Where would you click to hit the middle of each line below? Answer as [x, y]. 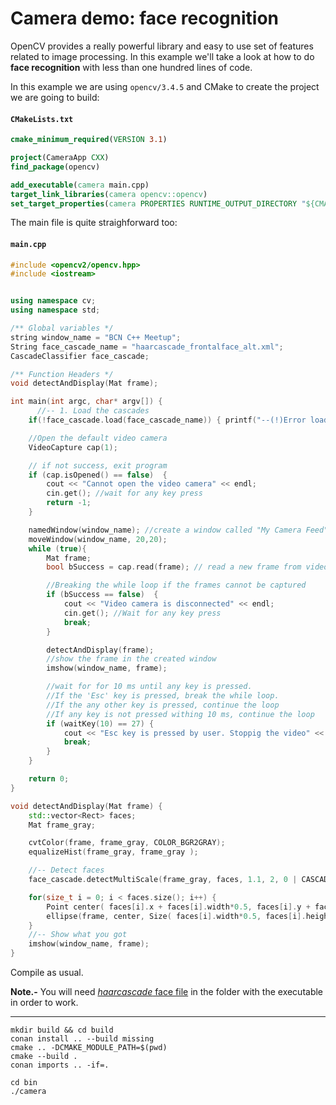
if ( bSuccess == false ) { [102, 595]
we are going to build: [55, 97]
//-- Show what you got [78, 935]
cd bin [24, 1083]
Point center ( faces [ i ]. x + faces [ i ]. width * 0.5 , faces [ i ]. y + [178, 907]
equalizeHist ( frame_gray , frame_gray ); [113, 852]
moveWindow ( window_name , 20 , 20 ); [98, 539]
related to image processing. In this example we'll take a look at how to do [162, 56]
